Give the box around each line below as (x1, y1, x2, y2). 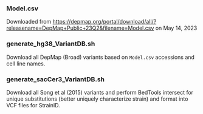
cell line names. (6, 59, 46, 67)
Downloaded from (6, 18, 52, 25)
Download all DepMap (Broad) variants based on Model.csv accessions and (6, 53, 194, 61)
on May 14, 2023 (155, 24, 198, 32)
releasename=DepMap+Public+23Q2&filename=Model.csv (6, 24, 154, 32)
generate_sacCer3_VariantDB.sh (6, 75, 105, 83)
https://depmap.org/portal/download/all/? (52, 18, 157, 25)
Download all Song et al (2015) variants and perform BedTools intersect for (6, 89, 193, 96)
